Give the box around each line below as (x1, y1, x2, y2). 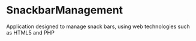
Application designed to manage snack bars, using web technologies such (6, 23, 190, 30)
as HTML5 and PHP (6, 29, 55, 36)
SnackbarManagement (6, 4, 123, 17)
